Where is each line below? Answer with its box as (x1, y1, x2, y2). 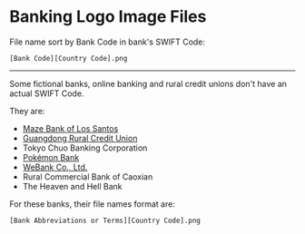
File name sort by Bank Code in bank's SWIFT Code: (9, 36, 206, 47)
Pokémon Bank (22, 151, 80, 162)
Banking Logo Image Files (9, 6, 207, 27)
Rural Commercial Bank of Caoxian (22, 171, 153, 182)
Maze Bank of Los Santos (22, 122, 119, 133)
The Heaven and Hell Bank (22, 180, 123, 191)
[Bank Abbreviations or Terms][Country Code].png (9, 216, 202, 225)
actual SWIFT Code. (9, 88, 84, 99)
